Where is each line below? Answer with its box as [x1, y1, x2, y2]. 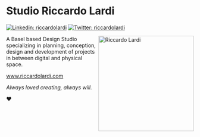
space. [6, 61, 23, 68]
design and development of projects [6, 48, 95, 55]
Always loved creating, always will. [6, 83, 92, 91]
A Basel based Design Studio [6, 35, 77, 42]
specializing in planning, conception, [6, 42, 96, 49]
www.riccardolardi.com [6, 72, 64, 79]
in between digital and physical [6, 54, 82, 61]
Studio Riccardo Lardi [6, 4, 115, 18]
